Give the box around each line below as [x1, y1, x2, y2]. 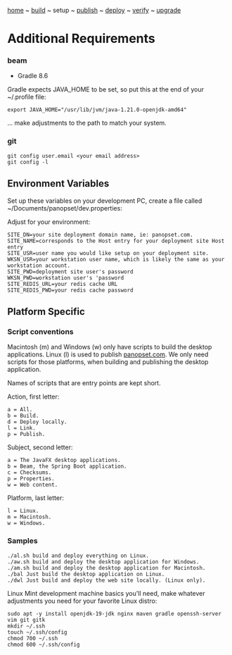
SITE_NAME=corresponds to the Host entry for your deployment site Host [7, 237, 225, 244]
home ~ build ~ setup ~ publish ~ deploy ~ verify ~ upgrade [7, 6, 181, 14]
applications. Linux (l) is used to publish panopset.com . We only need [7, 350, 209, 358]
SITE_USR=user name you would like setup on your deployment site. [7, 249, 210, 256]
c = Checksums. [7, 469, 52, 476]
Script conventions [7, 327, 74, 337]
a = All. [7, 406, 33, 413]
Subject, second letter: [7, 443, 73, 451]
